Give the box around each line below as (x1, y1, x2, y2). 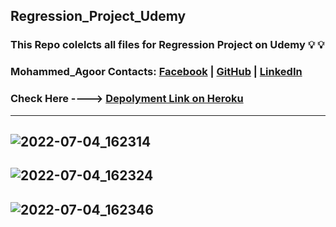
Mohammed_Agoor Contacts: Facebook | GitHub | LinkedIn (10, 65, 303, 79)
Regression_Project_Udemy (10, 8, 187, 25)
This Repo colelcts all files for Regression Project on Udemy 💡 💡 (10, 38, 325, 52)
